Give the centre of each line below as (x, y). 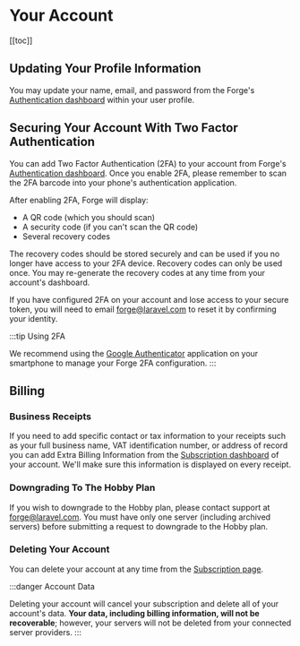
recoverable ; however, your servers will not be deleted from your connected (150, 623)
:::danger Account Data (52, 586)
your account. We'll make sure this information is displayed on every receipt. (150, 465)
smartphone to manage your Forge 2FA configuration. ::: (113, 363)
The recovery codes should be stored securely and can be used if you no (145, 254)
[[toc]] (21, 40)
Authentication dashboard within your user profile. (102, 99)
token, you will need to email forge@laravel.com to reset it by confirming (143, 309)
